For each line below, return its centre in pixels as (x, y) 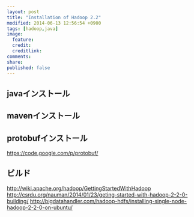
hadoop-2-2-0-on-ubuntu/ (40, 207)
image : (15, 34)
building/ (18, 201)
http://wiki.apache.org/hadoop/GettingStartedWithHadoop (79, 188)
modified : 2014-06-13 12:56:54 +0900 (54, 23)
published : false (29, 68)
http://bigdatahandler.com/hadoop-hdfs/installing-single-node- (108, 201)
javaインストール (38, 93)
